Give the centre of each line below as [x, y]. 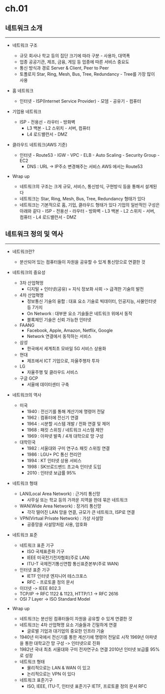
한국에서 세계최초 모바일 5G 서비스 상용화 [67, 348]
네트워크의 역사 [27, 395]
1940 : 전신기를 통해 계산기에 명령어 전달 [66, 411]
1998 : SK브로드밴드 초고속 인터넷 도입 [64, 467]
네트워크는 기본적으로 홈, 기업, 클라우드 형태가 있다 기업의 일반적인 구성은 [90, 205]
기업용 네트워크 [27, 111]
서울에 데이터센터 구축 [48, 384]
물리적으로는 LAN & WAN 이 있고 [59, 667]
